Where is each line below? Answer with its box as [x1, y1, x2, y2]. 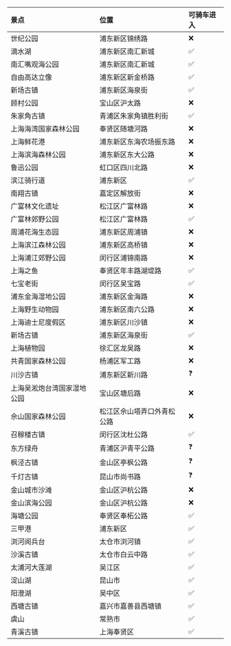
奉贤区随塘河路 [99, 124, 148, 133]
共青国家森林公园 [10, 356, 67, 365]
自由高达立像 [10, 72, 53, 82]
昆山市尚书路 [99, 471, 141, 481]
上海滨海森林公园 [10, 150, 67, 159]
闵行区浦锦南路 [99, 253, 148, 262]
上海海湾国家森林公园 [10, 124, 80, 133]
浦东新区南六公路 [99, 305, 155, 314]
